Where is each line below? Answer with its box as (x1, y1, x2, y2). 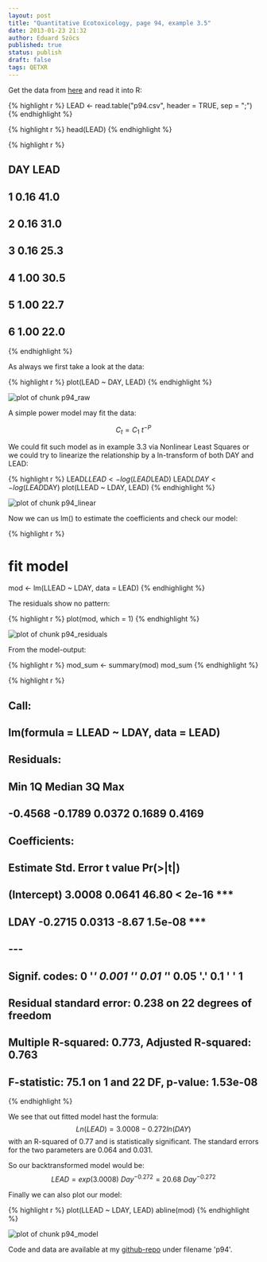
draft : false (8, 56, 52, 64)
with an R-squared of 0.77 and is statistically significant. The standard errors (8, 1137, 259, 1147)
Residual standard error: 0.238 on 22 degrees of (8, 996, 253, 1010)
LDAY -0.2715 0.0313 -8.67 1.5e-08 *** (8, 915, 207, 929)
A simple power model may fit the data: (8, 407, 137, 418)
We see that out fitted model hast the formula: (8, 1112, 159, 1122)
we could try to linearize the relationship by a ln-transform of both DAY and (8, 450, 254, 460)
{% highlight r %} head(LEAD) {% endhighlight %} (8, 124, 172, 134)
